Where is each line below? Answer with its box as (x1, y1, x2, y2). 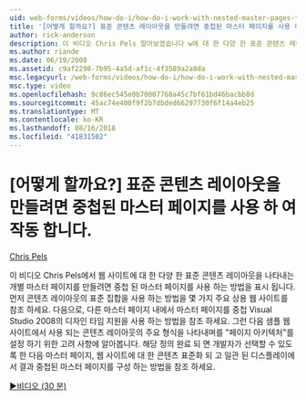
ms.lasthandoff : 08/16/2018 (9, 124, 117, 133)
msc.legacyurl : (9, 73, 67, 82)
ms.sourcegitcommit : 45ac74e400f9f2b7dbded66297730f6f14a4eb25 (9, 98, 255, 108)
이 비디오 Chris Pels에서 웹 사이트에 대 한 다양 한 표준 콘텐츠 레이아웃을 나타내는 (9, 269, 295, 280)
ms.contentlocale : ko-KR (9, 115, 104, 124)
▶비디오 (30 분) (9, 380, 66, 391)
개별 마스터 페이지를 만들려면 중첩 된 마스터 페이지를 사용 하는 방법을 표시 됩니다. (9, 280, 296, 292)
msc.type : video (9, 81, 71, 90)
